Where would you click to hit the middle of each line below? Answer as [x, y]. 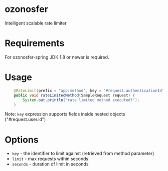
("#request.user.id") [25, 119]
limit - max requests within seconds [50, 159]
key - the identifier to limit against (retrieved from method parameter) [83, 153]
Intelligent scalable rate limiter [36, 23]
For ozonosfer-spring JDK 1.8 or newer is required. [57, 57]
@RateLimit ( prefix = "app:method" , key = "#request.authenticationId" [89, 90]
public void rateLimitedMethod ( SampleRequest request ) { [74, 95]
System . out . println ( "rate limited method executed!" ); [81, 100]
